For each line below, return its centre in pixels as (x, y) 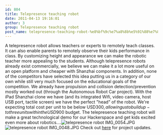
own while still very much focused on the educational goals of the (71, 81)
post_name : (16, 32)
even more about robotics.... (33, 122)
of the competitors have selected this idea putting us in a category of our (78, 76)
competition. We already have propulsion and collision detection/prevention (81, 87)
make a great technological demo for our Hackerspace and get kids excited (80, 117)
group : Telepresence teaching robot (42, 27)
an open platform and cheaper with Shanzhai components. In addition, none (81, 71)
